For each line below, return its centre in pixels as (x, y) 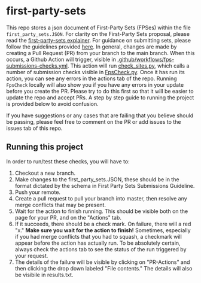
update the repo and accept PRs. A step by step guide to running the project (100, 98)
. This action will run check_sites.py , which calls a (128, 66)
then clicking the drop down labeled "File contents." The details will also (103, 268)
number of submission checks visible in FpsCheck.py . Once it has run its (96, 72)
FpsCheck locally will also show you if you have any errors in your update (95, 84)
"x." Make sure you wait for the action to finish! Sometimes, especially (103, 230)
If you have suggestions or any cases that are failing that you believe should (100, 115)
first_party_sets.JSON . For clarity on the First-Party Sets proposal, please (98, 34)
